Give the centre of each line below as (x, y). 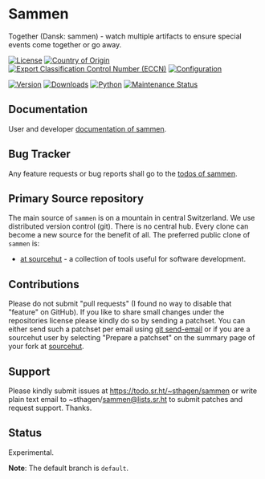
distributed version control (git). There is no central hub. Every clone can (128, 226)
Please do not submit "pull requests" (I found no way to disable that (120, 304)
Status (25, 433)
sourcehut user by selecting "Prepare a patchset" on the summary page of (132, 338)
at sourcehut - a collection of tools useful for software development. (133, 259)
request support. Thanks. (50, 408)
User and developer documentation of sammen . (88, 128)
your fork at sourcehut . (46, 347)
